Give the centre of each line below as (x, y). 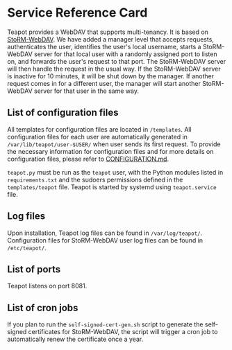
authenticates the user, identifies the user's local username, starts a (104, 46)
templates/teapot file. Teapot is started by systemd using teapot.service (112, 187)
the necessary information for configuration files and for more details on (110, 151)
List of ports (34, 269)
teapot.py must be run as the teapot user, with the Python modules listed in (115, 172)
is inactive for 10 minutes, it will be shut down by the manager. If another (111, 76)
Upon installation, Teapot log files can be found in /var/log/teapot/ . (105, 233)
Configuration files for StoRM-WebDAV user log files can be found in (105, 240)
